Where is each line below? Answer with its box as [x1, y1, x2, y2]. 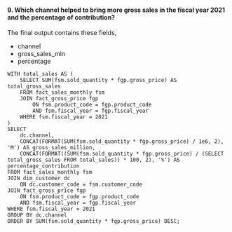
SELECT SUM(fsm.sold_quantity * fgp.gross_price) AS [20, 77, 177, 84]
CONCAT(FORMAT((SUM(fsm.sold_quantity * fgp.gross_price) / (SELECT [20, 151, 224, 158]
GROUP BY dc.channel [7, 212, 68, 219]
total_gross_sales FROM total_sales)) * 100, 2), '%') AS [7, 156, 180, 164]
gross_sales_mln [17, 50, 65, 58]
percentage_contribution [7, 163, 80, 170]
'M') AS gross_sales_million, [7, 144, 96, 151]
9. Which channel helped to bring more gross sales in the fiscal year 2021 [7, 6, 226, 14]
